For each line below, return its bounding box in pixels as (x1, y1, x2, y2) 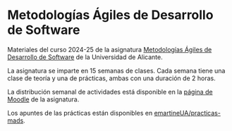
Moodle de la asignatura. (7, 95, 80, 104)
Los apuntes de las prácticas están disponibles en (7, 108, 153, 117)
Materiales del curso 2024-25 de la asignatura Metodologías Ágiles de (7, 45, 212, 54)
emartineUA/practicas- (154, 108, 221, 117)
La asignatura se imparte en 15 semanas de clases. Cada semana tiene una (7, 66, 226, 75)
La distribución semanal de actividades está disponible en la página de (7, 87, 213, 96)
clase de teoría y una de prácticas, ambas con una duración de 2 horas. (7, 74, 216, 82)
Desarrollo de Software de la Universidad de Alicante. (7, 53, 164, 61)
